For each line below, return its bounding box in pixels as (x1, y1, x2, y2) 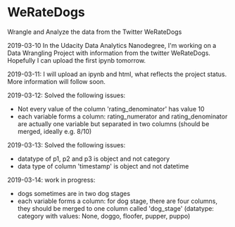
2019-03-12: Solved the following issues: (7, 91, 126, 99)
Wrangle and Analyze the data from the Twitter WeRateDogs (7, 27, 182, 36)
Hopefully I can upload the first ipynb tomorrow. (7, 56, 146, 64)
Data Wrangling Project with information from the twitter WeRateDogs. (7, 49, 211, 57)
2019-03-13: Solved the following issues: (7, 140, 126, 149)
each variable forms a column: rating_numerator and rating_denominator (17, 112, 228, 121)
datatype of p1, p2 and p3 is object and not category (17, 154, 170, 163)
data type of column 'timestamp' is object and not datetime (17, 161, 189, 170)
